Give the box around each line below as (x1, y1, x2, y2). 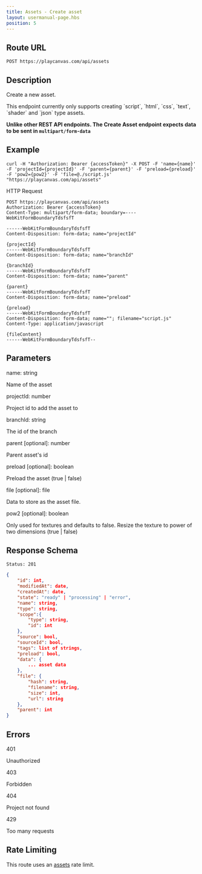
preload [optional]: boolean (6, 463, 74, 470)
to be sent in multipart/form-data (6, 128, 91, 134)
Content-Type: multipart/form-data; (6, 209, 99, 215)
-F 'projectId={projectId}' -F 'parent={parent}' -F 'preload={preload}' (6, 166, 197, 172)
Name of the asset (6, 380, 53, 388)
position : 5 (6, 20, 36, 26)
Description (6, 75, 51, 85)
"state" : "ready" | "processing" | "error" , (17, 594, 131, 601)
